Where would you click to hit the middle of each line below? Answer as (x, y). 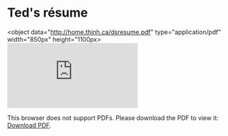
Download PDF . (30, 125)
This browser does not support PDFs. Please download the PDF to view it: (113, 118)
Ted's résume (48, 13)
